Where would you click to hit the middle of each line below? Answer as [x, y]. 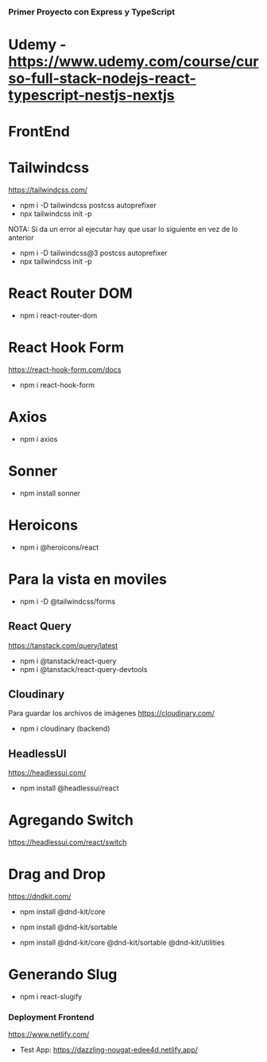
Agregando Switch [71, 820]
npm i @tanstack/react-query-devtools [83, 669]
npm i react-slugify [51, 997]
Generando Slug [63, 975]
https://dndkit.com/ [40, 897]
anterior [21, 238]
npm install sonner [50, 493]
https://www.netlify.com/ [49, 1034]
